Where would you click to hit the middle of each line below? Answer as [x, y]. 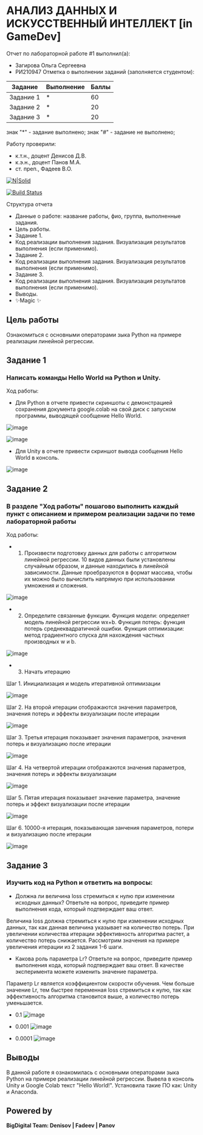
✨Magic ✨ [28, 300]
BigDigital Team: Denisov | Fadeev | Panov [61, 1126]
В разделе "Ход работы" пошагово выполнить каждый [93, 506]
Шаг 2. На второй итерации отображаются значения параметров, [92, 707]
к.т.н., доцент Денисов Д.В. [51, 156]
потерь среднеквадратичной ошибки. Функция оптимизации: [104, 629]
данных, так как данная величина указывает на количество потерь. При [100, 927]
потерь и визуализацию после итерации [59, 744]
